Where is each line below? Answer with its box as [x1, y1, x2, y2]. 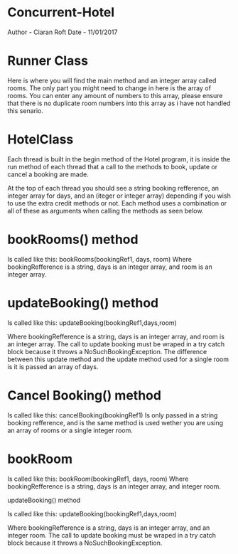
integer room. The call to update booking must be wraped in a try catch [7, 531, 217, 539]
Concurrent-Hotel [7, 4, 115, 21]
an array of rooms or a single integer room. [7, 426, 133, 435]
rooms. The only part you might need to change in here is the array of [7, 83, 212, 92]
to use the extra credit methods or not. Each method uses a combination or [7, 198, 227, 207]
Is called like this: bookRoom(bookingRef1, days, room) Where [7, 474, 189, 483]
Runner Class [7, 53, 89, 69]
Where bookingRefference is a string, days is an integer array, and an [7, 523, 210, 532]
